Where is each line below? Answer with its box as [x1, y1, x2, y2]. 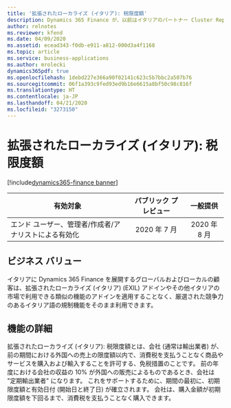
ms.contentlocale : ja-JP [7, 94, 78, 100]
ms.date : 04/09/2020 [7, 36, 67, 43]
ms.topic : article [7, 49, 60, 56]
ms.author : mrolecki [7, 61, 67, 68]
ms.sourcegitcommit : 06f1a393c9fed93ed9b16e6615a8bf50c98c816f [7, 80, 192, 87]
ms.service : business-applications [7, 55, 109, 62]
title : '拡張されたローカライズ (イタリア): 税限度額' [7, 10, 148, 17]
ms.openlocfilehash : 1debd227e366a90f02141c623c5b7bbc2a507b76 [7, 74, 192, 81]
